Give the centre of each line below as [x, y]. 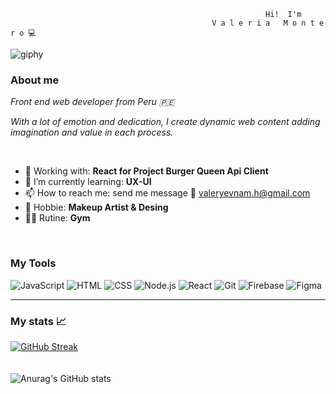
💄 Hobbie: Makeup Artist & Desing [96, 207]
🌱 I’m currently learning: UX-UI [88, 182]
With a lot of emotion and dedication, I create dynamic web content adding [165, 122]
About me [35, 80]
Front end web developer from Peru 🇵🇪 [92, 102]
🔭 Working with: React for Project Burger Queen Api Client [146, 171]
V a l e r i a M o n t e [268, 23]
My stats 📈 [38, 321]
